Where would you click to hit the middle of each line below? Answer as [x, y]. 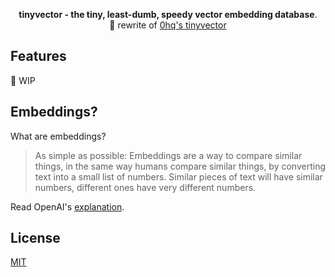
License [35, 238]
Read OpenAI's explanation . [67, 206]
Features [38, 56]
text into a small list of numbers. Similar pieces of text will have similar [178, 176]
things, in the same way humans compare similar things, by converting [180, 166]
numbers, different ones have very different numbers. [145, 187]
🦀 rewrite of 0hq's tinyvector [168, 25]
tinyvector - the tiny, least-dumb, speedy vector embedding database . [168, 14]
